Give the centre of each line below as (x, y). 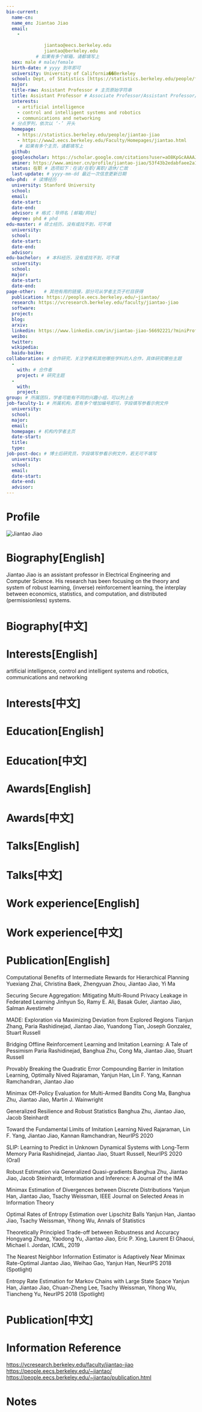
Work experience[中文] (65, 933)
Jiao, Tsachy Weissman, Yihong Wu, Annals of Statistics (76, 1220)
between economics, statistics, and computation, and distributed (87, 594)
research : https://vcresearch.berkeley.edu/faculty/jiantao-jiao (95, 303)
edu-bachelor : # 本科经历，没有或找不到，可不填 (63, 258)
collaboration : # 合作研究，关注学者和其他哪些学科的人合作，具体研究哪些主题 (94, 359)
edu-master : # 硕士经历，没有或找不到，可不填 (59, 224)
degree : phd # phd (35, 219)
